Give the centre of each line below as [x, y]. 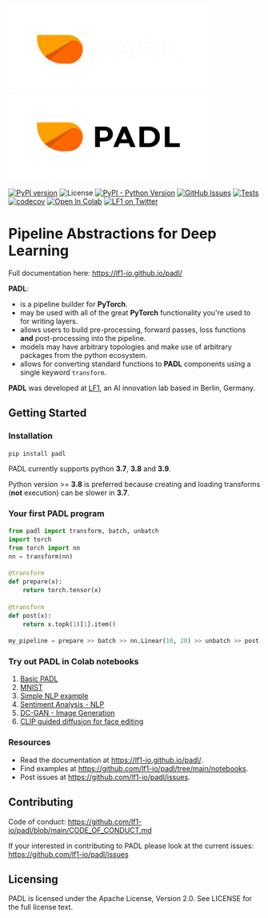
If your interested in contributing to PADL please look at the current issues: [131, 846]
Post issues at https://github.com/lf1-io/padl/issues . [105, 777]
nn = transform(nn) [41, 556]
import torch [30, 539]
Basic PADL [39, 679]
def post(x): [30, 615]
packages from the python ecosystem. [84, 355]
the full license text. [41, 907]
